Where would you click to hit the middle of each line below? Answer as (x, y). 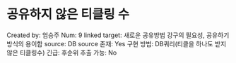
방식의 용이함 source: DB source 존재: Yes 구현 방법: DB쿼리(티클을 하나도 (110, 43)
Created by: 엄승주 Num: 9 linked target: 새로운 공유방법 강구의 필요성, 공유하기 (118, 35)
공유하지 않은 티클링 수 (68, 14)
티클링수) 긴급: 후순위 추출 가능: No (68, 52)
